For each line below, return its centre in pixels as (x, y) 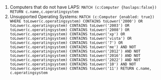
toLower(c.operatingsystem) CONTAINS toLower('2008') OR (70, 30)
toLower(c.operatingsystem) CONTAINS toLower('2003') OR (70, 26)
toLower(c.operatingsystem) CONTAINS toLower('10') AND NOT (73, 64)
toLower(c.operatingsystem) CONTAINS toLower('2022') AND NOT (75, 60)
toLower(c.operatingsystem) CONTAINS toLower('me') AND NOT (73, 47)
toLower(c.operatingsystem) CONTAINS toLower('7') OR (66, 43)
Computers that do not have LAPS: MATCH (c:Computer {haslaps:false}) (83, 7)
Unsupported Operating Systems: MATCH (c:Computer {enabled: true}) (82, 16)
